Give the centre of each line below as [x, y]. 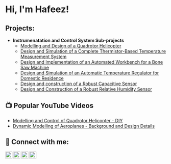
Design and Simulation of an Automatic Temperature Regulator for [90, 73]
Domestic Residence [42, 78]
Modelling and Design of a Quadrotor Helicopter [71, 46]
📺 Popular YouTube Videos [49, 106]
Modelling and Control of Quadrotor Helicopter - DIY [68, 120]
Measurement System [43, 57]
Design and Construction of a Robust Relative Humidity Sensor [86, 89]
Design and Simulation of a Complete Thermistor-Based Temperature [93, 51]
